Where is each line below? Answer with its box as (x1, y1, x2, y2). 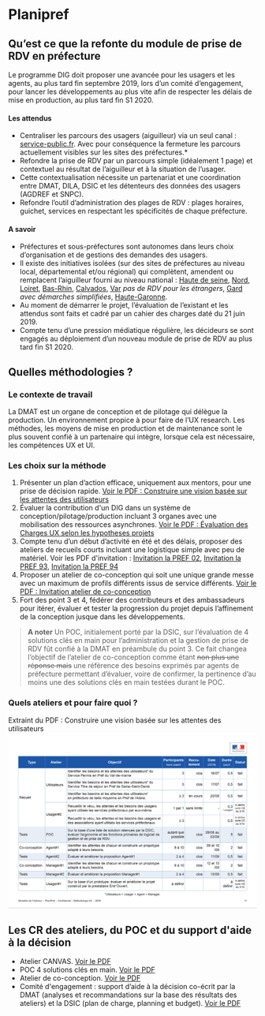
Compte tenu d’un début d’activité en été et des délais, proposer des (19, 536, 243, 546)
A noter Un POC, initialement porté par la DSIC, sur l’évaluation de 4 (27, 627, 249, 637)
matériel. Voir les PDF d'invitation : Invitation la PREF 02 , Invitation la (19, 554, 242, 563)
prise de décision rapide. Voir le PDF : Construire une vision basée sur (19, 487, 248, 496)
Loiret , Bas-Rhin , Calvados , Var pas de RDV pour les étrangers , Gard (19, 284, 243, 293)
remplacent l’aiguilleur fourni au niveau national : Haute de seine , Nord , (19, 275, 251, 285)
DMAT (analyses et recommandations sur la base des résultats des (19, 990, 237, 999)
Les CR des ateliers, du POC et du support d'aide (8, 923, 252, 936)
